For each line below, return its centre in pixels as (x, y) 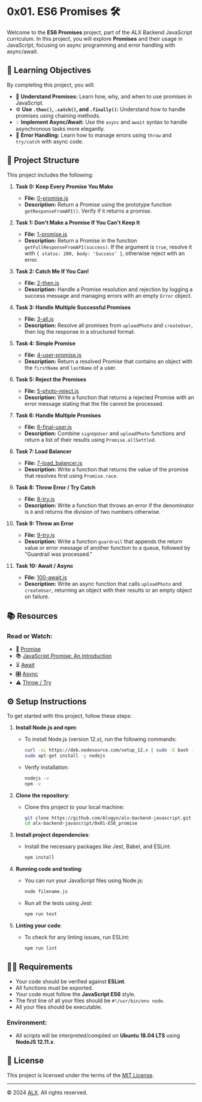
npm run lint (41, 948)
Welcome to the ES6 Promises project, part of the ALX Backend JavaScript (100, 32)
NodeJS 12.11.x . (35, 1041)
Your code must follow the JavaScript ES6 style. (76, 994)
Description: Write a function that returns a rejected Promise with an (109, 397)
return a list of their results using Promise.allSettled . (90, 439)
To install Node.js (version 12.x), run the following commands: (100, 739)
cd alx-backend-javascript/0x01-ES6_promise (81, 823)
